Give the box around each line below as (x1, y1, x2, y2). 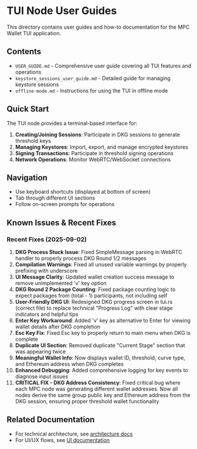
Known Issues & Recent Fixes (6, 218, 117, 228)
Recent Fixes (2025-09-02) (6, 235, 87, 244)
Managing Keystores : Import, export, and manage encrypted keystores (15, 143, 188, 150)
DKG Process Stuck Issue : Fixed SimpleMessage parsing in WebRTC (15, 249, 182, 256)
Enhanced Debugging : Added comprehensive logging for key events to (15, 367, 188, 374)
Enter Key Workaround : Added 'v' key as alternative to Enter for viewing (15, 317, 191, 324)
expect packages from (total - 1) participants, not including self (15, 292, 168, 299)
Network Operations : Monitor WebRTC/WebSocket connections (15, 156, 171, 163)
